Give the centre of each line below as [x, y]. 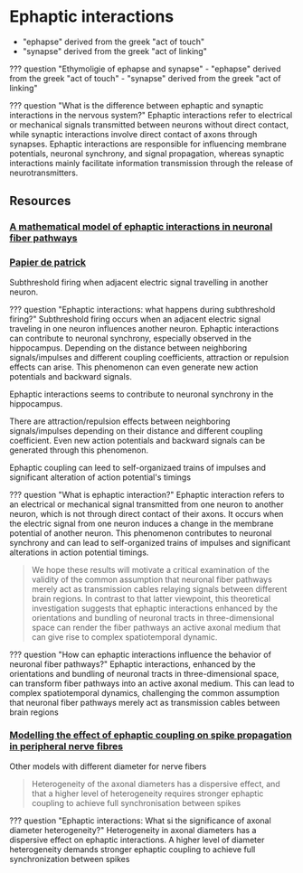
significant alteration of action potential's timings [100, 477]
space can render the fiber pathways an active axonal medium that [156, 627]
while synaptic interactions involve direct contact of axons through [133, 134]
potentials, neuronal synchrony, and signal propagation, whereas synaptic [147, 153]
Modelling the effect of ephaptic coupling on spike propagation [151, 736]
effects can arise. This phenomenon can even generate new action [134, 367]
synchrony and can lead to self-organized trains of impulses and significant [150, 542]
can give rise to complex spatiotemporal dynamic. [124, 637]
